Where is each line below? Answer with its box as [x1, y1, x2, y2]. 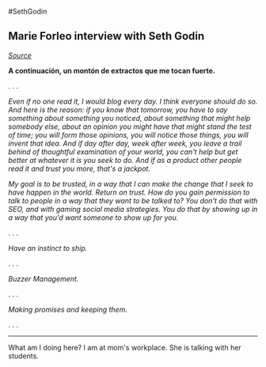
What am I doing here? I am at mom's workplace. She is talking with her [8, 342, 241, 352]
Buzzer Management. [8, 274, 79, 283]
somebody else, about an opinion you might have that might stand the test [8, 122, 252, 131]
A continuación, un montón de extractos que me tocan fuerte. [8, 66, 216, 75]
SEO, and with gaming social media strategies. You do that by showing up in [8, 204, 258, 214]
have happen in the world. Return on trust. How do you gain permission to [8, 187, 250, 197]
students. [8, 351, 40, 361]
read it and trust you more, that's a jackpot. [8, 164, 150, 173]
